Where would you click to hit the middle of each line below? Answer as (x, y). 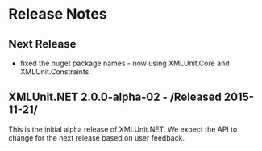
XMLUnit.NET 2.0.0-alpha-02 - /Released (115, 97)
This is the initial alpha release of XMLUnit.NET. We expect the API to (123, 129)
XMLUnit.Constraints (54, 72)
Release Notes (58, 14)
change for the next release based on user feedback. (97, 137)
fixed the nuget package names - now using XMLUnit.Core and (125, 63)
